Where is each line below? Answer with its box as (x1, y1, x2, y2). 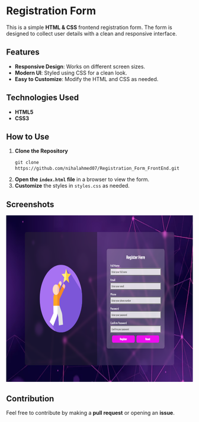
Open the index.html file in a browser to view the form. (14, 176, 150, 183)
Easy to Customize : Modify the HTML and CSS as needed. (14, 75, 159, 82)
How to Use (6, 131, 50, 141)
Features (6, 47, 40, 57)
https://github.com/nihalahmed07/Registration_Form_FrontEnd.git (14, 166, 179, 172)
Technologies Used (6, 93, 79, 103)
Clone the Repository (14, 147, 68, 154)
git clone (14, 160, 40, 166)
